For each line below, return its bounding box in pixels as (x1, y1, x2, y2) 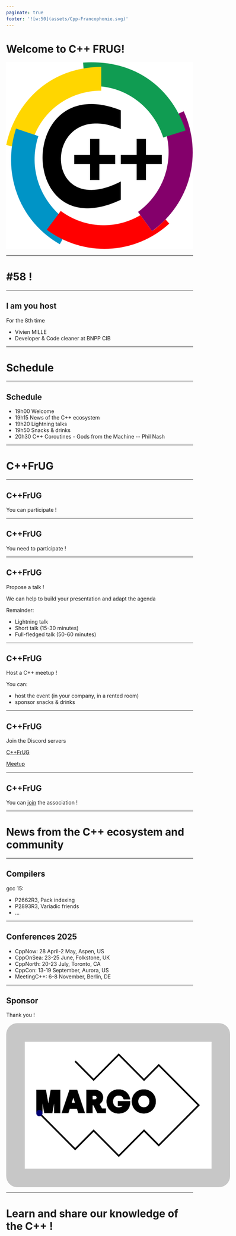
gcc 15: (6, 884, 24, 892)
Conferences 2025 (6, 932, 77, 942)
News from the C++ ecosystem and (6, 825, 185, 839)
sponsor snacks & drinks (14, 699, 75, 706)
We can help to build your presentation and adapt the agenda (6, 595, 156, 602)
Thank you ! (6, 1012, 36, 1019)
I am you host (6, 301, 57, 311)
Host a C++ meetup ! (6, 669, 58, 677)
